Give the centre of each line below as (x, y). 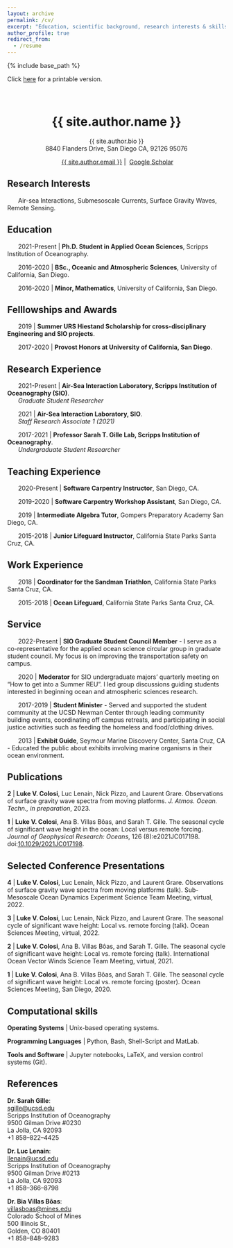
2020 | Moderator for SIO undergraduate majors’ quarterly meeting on (119, 677)
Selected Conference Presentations (86, 866)
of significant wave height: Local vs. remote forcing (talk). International (108, 954)
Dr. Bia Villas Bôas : (35, 1201)
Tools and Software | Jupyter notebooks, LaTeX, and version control (105, 1055)
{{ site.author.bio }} (116, 141)
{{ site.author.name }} (116, 122)
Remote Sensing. (32, 208)
